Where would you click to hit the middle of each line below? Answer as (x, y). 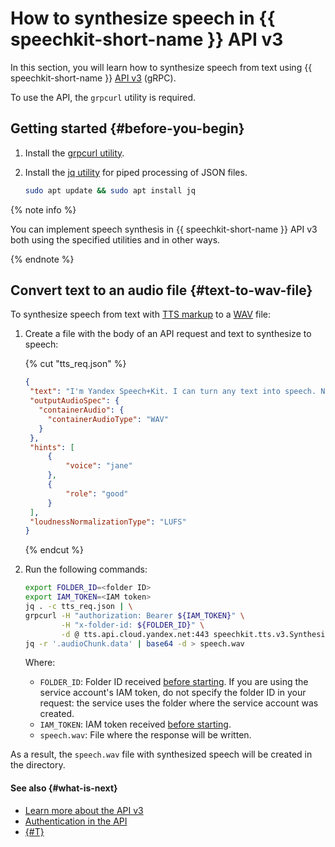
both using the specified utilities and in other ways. (115, 239)
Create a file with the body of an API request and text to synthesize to (168, 334)
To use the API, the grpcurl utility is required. (103, 97)
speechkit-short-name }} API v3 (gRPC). (93, 78)
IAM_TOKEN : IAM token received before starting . (135, 724)
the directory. (38, 765)
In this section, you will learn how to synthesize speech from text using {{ (161, 67)
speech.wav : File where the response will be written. (145, 735)
